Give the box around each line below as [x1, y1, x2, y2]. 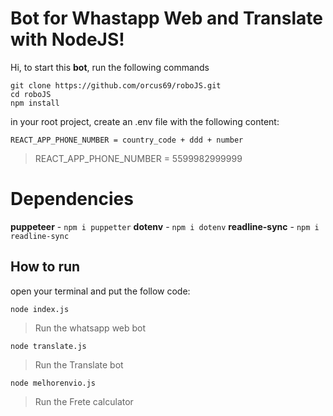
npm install [10, 98, 60, 108]
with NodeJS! [10, 28, 125, 51]
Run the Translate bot [34, 358, 124, 371]
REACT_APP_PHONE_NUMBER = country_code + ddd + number [10, 135, 244, 145]
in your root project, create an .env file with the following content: [10, 115, 280, 127]
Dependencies [10, 188, 134, 211]
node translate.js [10, 341, 87, 351]
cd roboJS [10, 89, 52, 99]
